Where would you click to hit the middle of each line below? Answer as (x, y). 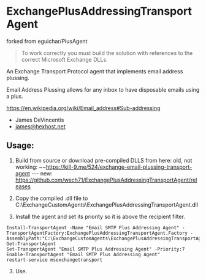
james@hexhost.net (40, 126)
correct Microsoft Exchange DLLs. (65, 59)
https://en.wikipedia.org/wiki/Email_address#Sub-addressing (83, 108)
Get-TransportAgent (31, 244)
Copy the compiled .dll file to (51, 198)
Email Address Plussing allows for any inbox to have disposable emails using (103, 89)
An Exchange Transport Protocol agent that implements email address (95, 71)
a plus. (15, 96)
